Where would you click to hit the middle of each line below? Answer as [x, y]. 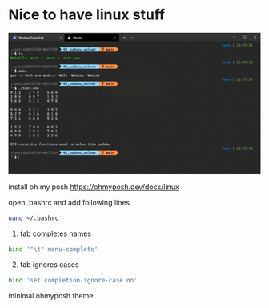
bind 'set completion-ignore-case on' [73, 280]
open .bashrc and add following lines [69, 202]
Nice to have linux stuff [87, 15]
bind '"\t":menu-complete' [53, 249]
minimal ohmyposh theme [51, 295]
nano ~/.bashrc [34, 218]
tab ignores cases [49, 264]
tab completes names [56, 233]
